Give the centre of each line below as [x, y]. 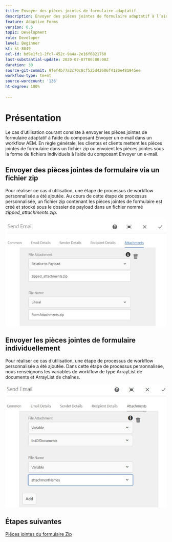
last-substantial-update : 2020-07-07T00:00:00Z [57, 59]
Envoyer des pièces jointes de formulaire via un [82, 170]
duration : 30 [19, 65]
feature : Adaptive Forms [32, 22]
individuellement [33, 348]
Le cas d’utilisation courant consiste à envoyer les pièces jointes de [76, 132]
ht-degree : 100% [23, 87]
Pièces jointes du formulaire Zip [39, 534]
